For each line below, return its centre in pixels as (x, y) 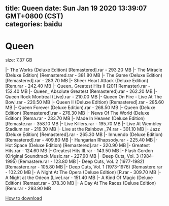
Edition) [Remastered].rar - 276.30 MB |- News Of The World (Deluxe (77, 113)
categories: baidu (34, 24)
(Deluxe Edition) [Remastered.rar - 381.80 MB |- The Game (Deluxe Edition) (84, 75)
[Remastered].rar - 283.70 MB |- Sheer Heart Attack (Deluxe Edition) (77, 81)
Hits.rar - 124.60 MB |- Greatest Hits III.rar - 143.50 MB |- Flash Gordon (79, 151)
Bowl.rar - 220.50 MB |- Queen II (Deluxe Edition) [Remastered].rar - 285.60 (84, 102)
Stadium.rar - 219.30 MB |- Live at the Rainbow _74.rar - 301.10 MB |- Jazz (83, 129)
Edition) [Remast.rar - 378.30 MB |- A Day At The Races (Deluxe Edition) (81, 183)
